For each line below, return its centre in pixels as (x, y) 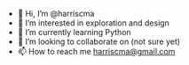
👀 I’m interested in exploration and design (94, 23)
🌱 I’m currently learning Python (74, 32)
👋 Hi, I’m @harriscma (56, 14)
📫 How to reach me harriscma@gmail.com (96, 51)
